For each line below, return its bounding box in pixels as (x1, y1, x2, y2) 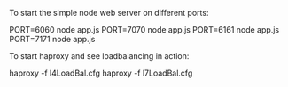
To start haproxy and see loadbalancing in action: (9, 51, 190, 61)
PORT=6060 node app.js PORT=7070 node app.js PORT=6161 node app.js (9, 25, 280, 34)
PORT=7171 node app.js (9, 34, 96, 44)
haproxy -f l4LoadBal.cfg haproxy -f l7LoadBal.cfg (9, 68, 193, 78)
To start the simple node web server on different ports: (9, 8, 209, 18)
